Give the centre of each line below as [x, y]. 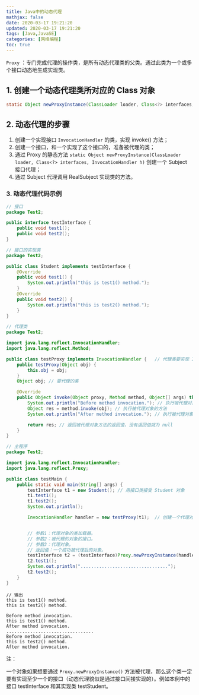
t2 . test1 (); [42, 561]
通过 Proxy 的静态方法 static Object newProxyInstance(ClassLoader [98, 154]
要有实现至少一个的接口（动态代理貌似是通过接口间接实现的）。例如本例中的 [98, 678]
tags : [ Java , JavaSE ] [32, 34]
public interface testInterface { [49, 223]
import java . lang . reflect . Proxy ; [47, 468]
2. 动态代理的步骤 [38, 124]
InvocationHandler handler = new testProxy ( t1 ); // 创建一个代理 [108, 517]
